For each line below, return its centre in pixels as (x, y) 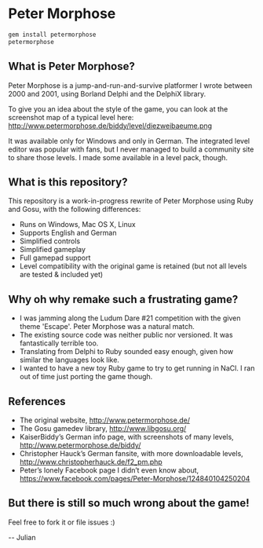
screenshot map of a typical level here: (71, 117)
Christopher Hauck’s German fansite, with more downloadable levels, (131, 453)
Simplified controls (50, 241)
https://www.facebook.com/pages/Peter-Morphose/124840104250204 (135, 478)
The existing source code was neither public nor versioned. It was (126, 335)
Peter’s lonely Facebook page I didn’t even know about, (109, 470)
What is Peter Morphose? (71, 66)
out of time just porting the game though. (86, 377)
